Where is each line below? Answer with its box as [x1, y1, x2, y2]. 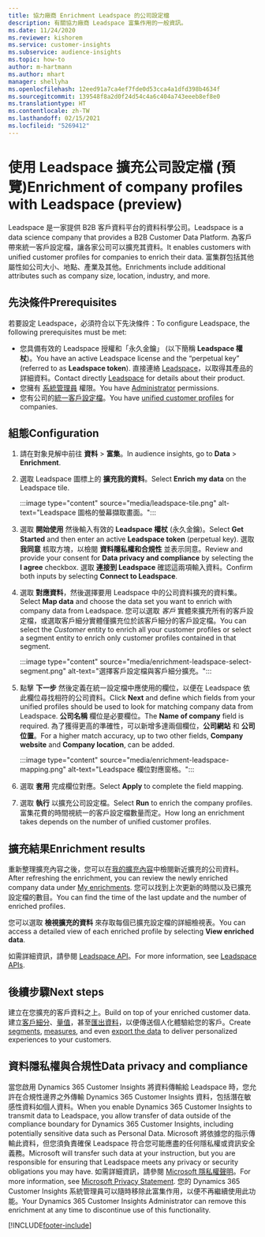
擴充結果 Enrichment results [8, 842, 146, 855]
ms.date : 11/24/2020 [8, 26, 77, 34]
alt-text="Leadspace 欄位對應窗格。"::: [68, 764, 195, 775]
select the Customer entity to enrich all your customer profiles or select [19, 625, 252, 635]
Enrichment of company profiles [27, 178, 243, 196]
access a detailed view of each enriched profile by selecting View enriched [8, 926, 255, 937]
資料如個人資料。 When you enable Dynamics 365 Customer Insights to [21, 1102, 252, 1111]
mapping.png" [19, 764, 67, 775]
